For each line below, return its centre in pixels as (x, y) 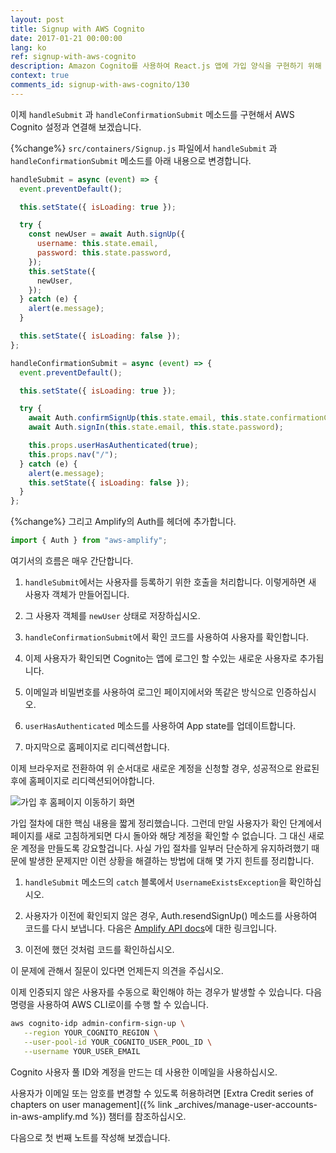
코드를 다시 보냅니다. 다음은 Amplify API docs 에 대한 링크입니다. (151, 928)
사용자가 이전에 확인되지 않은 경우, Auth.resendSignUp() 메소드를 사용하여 (171, 915)
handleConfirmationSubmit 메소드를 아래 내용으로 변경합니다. (131, 160)
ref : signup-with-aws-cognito (73, 57)
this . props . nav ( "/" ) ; (73, 454)
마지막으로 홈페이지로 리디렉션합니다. (97, 747)
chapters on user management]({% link (91, 1104)
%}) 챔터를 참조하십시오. (138, 1116)
